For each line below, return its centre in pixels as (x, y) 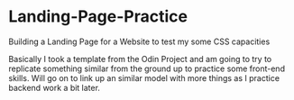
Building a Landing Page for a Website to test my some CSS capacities (139, 41)
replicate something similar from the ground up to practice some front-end (147, 68)
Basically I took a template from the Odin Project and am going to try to (140, 59)
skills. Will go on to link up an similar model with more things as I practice (144, 77)
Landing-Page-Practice (98, 17)
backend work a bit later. (55, 87)
